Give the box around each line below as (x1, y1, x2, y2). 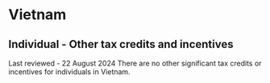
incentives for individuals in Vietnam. (8, 67, 131, 77)
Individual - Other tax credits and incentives (8, 38, 234, 51)
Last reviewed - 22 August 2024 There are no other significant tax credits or (8, 58, 262, 68)
